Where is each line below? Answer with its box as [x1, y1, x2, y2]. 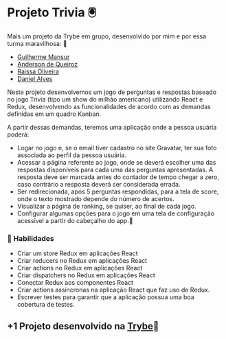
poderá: [7, 130, 30, 139]
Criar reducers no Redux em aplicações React [16, 257, 148, 265]
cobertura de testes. [16, 301, 76, 309]
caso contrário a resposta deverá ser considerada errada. [16, 180, 181, 188]
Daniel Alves [16, 74, 53, 82]
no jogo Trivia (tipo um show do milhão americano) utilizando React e [7, 95, 203, 103]
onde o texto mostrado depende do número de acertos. [16, 194, 175, 202]
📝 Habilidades [7, 233, 54, 243]
